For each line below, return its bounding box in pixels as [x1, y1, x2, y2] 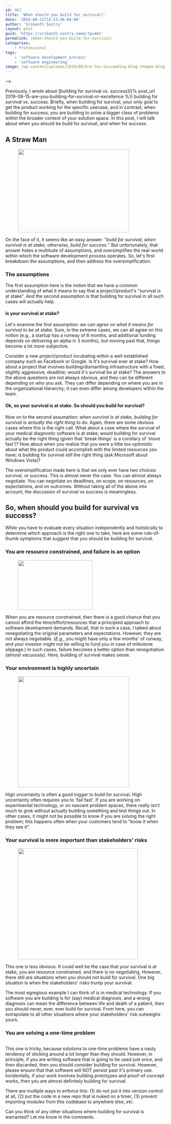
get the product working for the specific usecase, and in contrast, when [5, 104, 156, 110]
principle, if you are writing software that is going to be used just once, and [5, 1056, 163, 1062]
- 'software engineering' [14, 60, 70, 65]
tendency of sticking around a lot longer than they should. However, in [5, 1051, 153, 1057]
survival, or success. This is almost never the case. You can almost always [5, 472, 162, 478]
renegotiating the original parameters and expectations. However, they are [5, 630, 161, 636]
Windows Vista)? [5, 457, 41, 463]
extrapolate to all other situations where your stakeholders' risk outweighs [5, 1011, 161, 1018]
